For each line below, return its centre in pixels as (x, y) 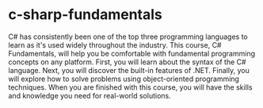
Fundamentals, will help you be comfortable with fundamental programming (132, 53)
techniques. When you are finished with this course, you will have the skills (130, 87)
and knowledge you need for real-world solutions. (90, 95)
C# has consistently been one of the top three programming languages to (128, 37)
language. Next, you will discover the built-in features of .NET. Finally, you (129, 70)
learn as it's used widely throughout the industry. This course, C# (115, 44)
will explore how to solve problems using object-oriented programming (124, 79)
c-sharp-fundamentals (85, 15)
